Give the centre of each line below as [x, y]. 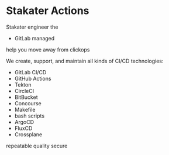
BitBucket [26, 97]
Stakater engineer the [32, 27]
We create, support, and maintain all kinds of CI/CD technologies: [85, 61]
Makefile [25, 109]
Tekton [23, 85]
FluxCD [23, 128]
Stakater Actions [48, 11]
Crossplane [28, 134]
